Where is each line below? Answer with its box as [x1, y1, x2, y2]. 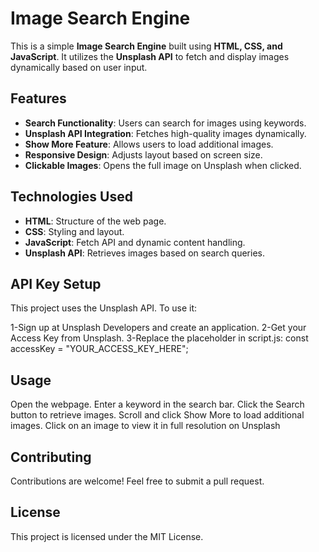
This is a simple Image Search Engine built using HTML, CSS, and [10, 40, 283, 52]
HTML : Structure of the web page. [24, 215, 167, 227]
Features [10, 90, 67, 107]
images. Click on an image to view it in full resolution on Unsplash [10, 420, 281, 432]
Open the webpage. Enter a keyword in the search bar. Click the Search [10, 398, 305, 411]
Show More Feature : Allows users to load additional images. [24, 138, 274, 150]
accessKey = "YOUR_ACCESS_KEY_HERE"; [10, 343, 189, 355]
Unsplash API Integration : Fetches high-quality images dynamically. [24, 127, 307, 139]
